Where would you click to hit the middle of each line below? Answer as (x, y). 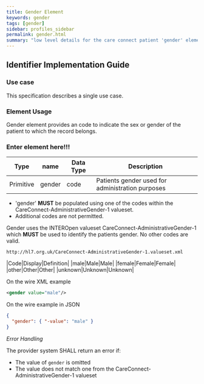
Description (145, 166)
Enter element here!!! (38, 147)
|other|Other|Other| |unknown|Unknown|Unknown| (70, 270)
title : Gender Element (35, 12)
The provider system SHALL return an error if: (64, 350)
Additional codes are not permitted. (59, 216)
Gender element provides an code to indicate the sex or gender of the (93, 124)
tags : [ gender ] (25, 23)
